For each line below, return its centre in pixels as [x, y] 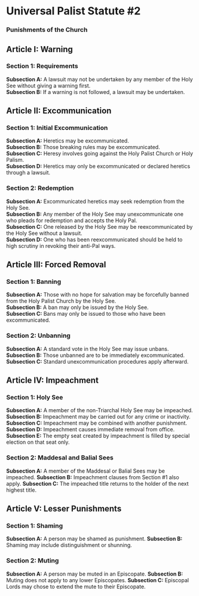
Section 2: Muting [33, 561]
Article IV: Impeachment [52, 381]
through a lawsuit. [28, 173]
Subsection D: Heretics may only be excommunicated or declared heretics [98, 167]
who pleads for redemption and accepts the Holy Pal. [72, 220]
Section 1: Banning [34, 282]
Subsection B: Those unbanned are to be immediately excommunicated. [96, 355]
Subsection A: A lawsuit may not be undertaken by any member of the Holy [99, 79]
